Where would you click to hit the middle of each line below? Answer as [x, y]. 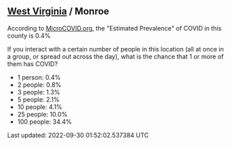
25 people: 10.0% [42, 114]
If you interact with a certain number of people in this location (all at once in [115, 49]
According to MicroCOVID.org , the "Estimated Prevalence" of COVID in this [114, 28]
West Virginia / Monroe [58, 11]
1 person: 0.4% [39, 77]
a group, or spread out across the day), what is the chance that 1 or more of [115, 56]
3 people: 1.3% [39, 92]
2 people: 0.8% [39, 84]
